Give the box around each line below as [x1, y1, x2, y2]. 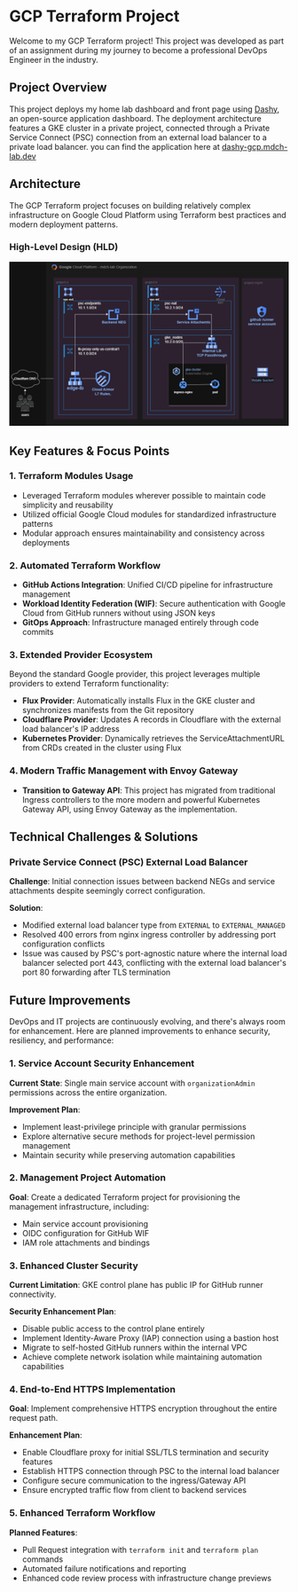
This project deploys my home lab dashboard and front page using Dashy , [9, 104, 280, 114]
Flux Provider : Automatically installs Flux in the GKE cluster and [21, 695, 255, 706]
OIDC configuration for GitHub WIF [21, 1227, 150, 1238]
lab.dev [9, 151, 37, 161]
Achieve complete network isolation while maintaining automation [21, 1352, 263, 1362]
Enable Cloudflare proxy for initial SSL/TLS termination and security [21, 1447, 269, 1458]
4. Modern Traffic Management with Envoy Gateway [9, 765, 239, 777]
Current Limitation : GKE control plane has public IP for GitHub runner [9, 1280, 263, 1290]
